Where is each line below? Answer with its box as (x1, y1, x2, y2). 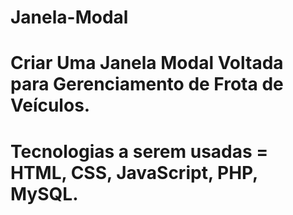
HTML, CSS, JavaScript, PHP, (10, 161, 258, 184)
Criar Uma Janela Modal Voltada (10, 52, 284, 75)
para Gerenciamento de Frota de (10, 73, 284, 96)
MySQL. (10, 182, 79, 205)
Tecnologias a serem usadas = (10, 140, 269, 163)
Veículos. (10, 94, 91, 117)
